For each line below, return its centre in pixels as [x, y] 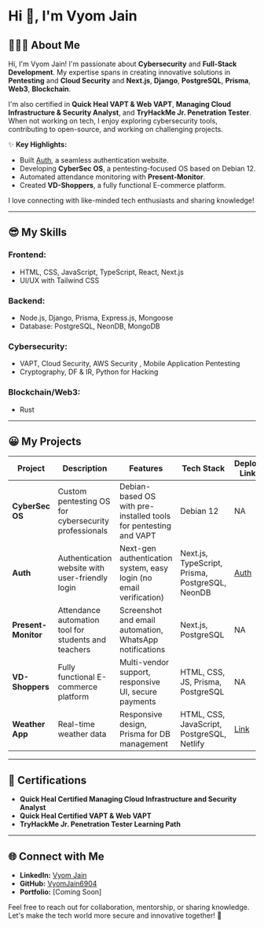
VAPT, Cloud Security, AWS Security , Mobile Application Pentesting [130, 364]
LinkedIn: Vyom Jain [53, 875]
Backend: [27, 300]
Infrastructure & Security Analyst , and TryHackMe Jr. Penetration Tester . [130, 112]
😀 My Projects [45, 441]
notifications [142, 650]
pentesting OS [84, 501]
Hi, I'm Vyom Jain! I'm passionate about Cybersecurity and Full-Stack [123, 64]
